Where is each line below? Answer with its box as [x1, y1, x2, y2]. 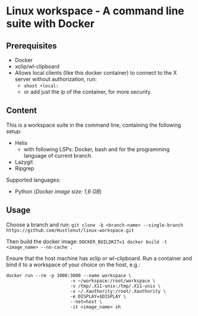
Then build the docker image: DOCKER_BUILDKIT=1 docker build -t [6, 238, 168, 245]
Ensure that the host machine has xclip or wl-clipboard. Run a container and [6, 254, 192, 262]
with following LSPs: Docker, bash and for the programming [23, 145, 170, 153]
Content [6, 106, 37, 116]
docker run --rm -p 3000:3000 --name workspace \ [6, 272, 132, 278]
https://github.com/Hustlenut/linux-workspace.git [6, 227, 134, 234]
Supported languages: [6, 176, 61, 183]
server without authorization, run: [14, 76, 97, 82]
